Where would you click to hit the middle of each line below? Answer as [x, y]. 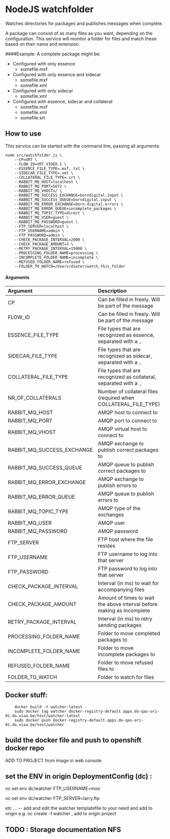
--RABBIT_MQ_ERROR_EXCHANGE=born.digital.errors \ [69, 204]
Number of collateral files [128, 391]
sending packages [120, 625]
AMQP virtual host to [122, 429]
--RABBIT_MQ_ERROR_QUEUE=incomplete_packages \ [65, 208]
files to [106, 669]
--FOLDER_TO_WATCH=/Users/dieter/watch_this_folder [70, 266]
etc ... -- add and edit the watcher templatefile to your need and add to [79, 808]
